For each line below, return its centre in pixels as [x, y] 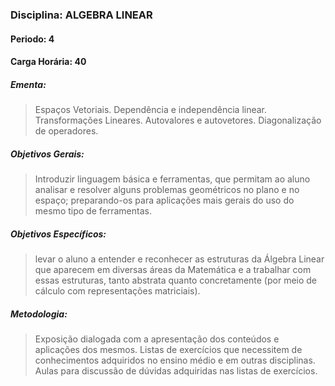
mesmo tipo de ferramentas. [93, 211]
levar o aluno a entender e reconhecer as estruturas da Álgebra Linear [179, 259]
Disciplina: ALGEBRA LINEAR [81, 15]
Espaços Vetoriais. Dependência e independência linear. [151, 110]
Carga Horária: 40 [48, 62]
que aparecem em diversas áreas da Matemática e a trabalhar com [173, 270]
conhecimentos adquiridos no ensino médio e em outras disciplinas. [175, 360]
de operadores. [66, 131]
